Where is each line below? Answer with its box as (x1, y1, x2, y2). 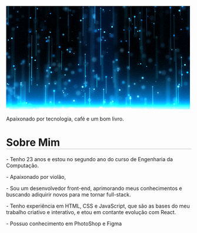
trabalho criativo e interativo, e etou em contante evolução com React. (6, 208, 176, 215)
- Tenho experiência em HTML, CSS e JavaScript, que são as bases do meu (6, 202, 190, 209)
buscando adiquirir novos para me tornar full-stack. (6, 191, 131, 198)
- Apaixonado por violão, (6, 173, 66, 180)
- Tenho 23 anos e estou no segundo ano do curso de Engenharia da (6, 155, 173, 162)
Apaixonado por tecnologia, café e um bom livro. (6, 115, 125, 122)
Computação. (6, 162, 39, 169)
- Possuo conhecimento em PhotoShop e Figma (6, 220, 122, 227)
